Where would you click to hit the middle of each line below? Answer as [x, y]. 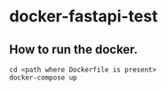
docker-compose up [43, 78]
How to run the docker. [74, 50]
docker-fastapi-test [83, 17]
